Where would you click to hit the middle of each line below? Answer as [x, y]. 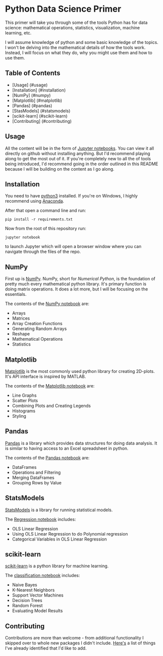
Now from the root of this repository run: [46, 229]
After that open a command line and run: [45, 211]
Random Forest [27, 606]
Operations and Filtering [36, 472]
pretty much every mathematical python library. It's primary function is [76, 284]
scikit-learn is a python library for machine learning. [57, 566]
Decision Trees [27, 600]
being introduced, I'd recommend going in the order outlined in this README [81, 164]
